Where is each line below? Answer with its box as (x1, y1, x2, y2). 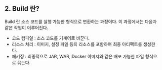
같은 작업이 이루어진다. (4, 24, 48, 30)
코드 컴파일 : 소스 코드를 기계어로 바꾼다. (11, 35, 90, 41)
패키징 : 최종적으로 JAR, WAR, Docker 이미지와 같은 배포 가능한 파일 (11, 53, 144, 59)
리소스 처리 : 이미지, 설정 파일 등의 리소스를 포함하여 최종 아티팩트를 (11, 41, 142, 47)
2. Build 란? (4, 4, 40, 13)
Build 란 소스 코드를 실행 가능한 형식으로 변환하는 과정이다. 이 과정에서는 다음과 (4, 19, 157, 24)
